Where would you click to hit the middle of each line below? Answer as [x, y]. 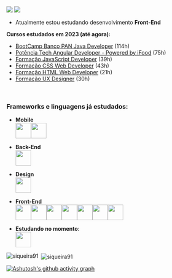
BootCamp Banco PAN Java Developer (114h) [72, 46]
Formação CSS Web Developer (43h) [62, 66]
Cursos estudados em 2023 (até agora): [58, 34]
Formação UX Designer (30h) [53, 79]
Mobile [24, 120]
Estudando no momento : [47, 229]
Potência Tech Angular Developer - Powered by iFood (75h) [91, 52]
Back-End [28, 147]
